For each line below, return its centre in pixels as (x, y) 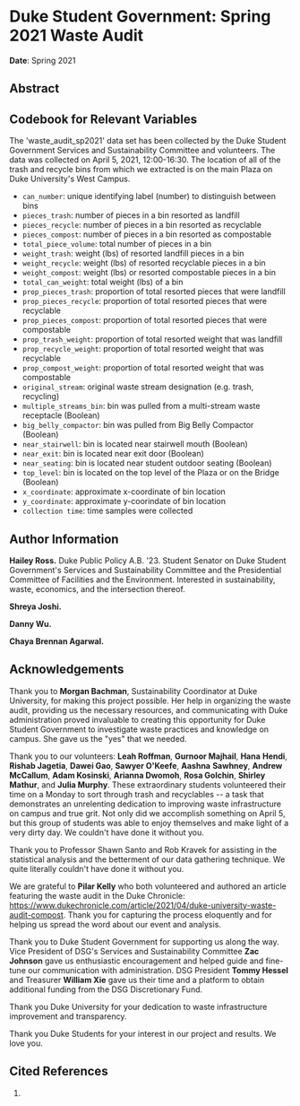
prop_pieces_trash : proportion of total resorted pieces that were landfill (154, 292)
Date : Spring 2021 (43, 60)
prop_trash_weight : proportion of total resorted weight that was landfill (152, 339)
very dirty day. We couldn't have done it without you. (107, 832)
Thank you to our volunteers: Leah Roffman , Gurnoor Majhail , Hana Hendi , (149, 756)
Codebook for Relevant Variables (103, 119)
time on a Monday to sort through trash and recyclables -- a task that (137, 794)
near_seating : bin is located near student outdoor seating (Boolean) (147, 463)
